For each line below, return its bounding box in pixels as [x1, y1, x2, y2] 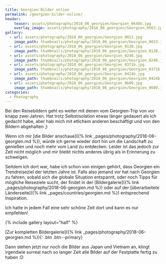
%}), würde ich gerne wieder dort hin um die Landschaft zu [32, 139, 153, 145]
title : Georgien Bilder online [5, 7, 70, 12]
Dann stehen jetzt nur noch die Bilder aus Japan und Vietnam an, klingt [5, 244, 150, 250]
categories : [5, 90, 30, 95]
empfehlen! [5, 210, 29, 216]
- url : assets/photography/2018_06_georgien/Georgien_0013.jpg [9, 35, 142, 40]
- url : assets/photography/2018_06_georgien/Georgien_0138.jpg [9, 44, 142, 49]
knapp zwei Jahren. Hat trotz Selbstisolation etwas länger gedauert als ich [5, 113, 157, 119]
